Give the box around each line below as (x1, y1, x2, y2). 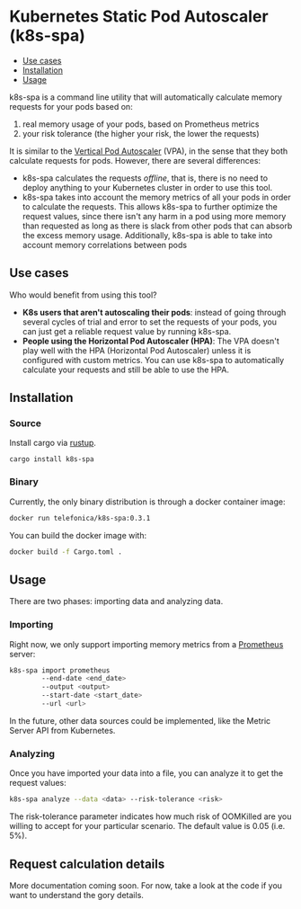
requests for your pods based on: (9, 101, 133, 111)
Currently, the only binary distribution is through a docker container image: (9, 496, 286, 507)
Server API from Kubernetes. (9, 725, 116, 735)
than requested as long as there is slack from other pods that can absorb (22, 220, 293, 231)
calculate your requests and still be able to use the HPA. (22, 364, 229, 375)
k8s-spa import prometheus (9, 665, 111, 675)
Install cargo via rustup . (9, 438, 97, 449)
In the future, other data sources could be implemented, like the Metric (9, 715, 271, 726)
